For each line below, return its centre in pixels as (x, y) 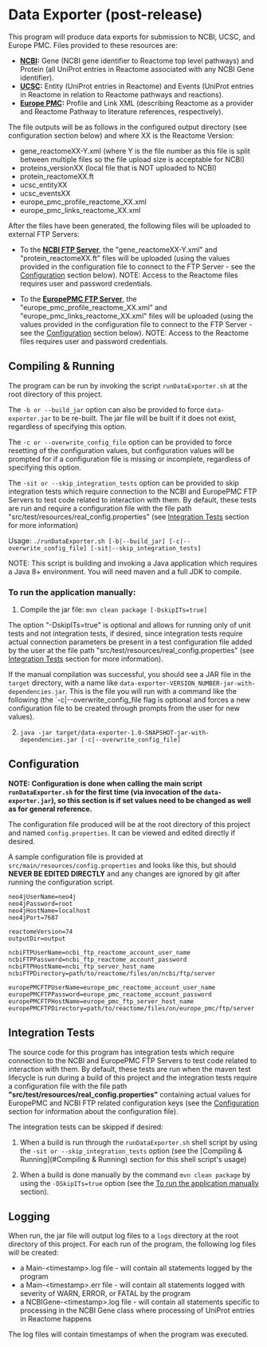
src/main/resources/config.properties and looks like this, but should (122, 865)
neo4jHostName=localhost (49, 911)
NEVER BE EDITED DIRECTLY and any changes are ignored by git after (124, 873)
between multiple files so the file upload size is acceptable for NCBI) (132, 159)
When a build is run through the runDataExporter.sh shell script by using (138, 1142)
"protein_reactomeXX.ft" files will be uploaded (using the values (125, 258)
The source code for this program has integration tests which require (122, 1052)
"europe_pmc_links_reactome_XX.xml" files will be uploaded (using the (136, 316)
